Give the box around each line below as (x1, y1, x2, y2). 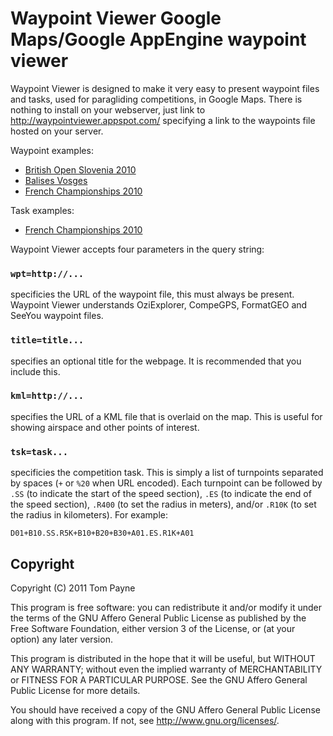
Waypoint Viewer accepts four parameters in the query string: (10, 243, 265, 255)
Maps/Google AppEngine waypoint (10, 28, 307, 51)
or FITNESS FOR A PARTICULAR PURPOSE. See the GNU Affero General (10, 673, 308, 686)
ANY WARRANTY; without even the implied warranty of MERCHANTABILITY (10, 663, 323, 675)
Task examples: (10, 204, 75, 216)
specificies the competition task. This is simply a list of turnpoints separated (10, 467, 324, 479)
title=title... (10, 335, 85, 346)
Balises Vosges (24, 174, 88, 186)
